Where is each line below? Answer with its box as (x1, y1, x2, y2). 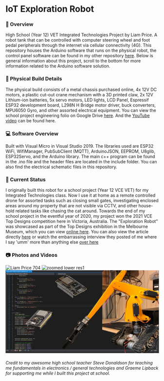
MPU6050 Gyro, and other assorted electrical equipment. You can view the (5, 107, 156, 113)
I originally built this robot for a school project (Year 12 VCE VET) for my (5, 187, 149, 193)
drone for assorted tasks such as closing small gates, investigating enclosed (5, 198, 159, 203)
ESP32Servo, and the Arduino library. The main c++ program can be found (5, 154, 155, 159)
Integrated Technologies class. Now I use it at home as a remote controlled (5, 192, 156, 199)
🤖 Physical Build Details (5, 75, 62, 82)
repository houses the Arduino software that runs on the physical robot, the (5, 47, 157, 53)
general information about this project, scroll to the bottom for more (5, 58, 141, 64)
